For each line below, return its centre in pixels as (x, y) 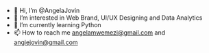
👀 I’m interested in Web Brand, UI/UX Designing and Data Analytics (108, 18)
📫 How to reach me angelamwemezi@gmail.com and (89, 33)
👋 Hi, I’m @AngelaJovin (47, 11)
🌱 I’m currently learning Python (57, 25)
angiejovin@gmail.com (46, 42)
